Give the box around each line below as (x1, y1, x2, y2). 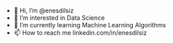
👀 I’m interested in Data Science (13, 14, 105, 22)
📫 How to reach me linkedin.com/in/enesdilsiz (13, 29, 147, 37)
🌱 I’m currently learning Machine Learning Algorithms (13, 21, 166, 29)
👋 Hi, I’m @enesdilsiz (13, 7, 74, 14)
